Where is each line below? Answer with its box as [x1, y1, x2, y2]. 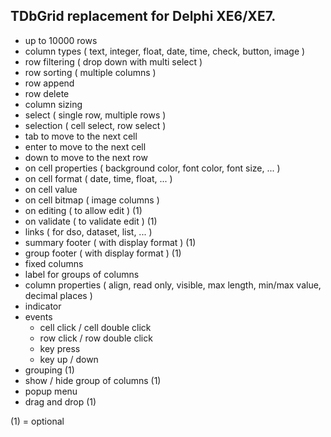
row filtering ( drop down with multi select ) [24, 55, 203, 68]
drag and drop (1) [24, 395, 97, 408]
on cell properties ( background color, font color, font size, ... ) [24, 162, 281, 174]
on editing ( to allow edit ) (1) [24, 204, 143, 216]
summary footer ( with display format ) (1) [24, 236, 197, 248]
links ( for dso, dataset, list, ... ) [24, 225, 153, 238]
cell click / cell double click [39, 321, 152, 333]
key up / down [39, 353, 99, 365]
